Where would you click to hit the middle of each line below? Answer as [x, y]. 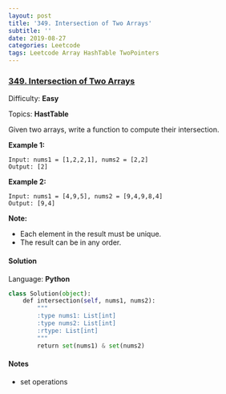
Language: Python [39, 278]
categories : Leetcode [44, 46]
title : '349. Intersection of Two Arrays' [80, 23]
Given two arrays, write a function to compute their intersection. [114, 130]
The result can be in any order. [71, 242]
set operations [44, 381]
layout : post [30, 16]
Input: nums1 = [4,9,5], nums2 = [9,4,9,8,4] [85, 197]
